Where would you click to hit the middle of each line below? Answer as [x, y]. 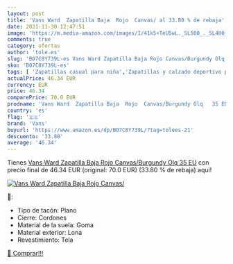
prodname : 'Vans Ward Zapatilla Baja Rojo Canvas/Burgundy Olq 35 [113, 104]
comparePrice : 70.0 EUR [42, 98]
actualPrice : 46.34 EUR [42, 78]
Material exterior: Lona [50, 233]
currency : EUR [28, 85]
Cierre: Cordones [42, 218]
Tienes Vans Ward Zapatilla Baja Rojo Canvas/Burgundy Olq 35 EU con [108, 163]
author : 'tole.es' [34, 53]
